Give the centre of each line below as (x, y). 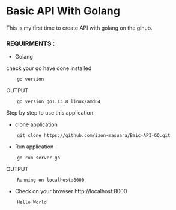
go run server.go (39, 158)
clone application (36, 124)
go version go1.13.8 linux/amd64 (59, 102)
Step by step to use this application (50, 113)
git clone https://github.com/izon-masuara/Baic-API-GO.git (94, 136)
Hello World (32, 202)
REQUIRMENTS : (31, 43)
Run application (34, 147)
